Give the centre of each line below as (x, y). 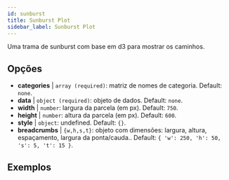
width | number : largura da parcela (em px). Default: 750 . (98, 108)
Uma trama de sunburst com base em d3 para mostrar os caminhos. (106, 47)
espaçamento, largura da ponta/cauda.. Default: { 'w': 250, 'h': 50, (119, 138)
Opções (25, 68)
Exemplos (29, 167)
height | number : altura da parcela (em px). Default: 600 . (97, 116)
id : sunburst (26, 14)
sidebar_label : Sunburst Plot (52, 27)
